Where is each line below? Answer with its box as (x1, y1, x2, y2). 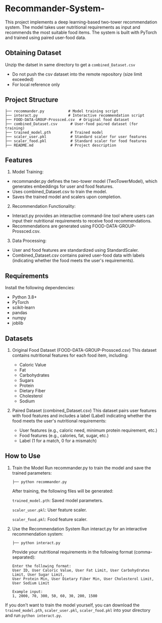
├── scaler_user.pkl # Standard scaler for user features (5, 134, 147, 139)
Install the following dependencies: (5, 285, 75, 291)
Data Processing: (12, 238, 47, 244)
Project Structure (5, 96, 58, 104)
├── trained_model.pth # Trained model (5, 130, 104, 135)
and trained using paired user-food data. (5, 35, 87, 40)
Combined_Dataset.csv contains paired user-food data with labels (12, 252, 145, 259)
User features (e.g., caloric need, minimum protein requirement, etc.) (19, 427, 158, 433)
